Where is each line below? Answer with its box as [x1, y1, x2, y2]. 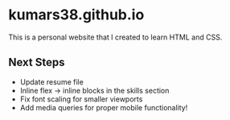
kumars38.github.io [8, 6, 145, 24]
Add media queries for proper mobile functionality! [19, 102, 188, 112]
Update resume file [19, 77, 84, 86]
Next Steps [8, 56, 65, 69]
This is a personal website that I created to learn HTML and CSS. [8, 32, 223, 42]
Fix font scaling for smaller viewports [19, 94, 143, 104]
